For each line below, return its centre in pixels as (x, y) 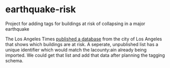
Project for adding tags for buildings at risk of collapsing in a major (75, 24)
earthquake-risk (41, 9)
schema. (14, 60)
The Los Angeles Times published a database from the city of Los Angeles (84, 39)
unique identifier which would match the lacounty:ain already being (76, 50)
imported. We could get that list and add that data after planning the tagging (85, 55)
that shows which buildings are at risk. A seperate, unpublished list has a (82, 44)
